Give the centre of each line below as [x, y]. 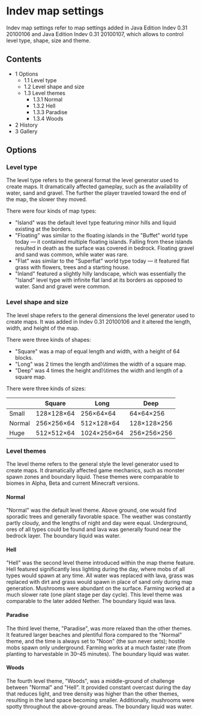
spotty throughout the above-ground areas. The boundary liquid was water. [100, 706]
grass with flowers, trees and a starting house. [72, 267]
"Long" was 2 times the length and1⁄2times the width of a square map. [100, 364]
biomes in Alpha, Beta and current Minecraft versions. [73, 483]
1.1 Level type [40, 80]
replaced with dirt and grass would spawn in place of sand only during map [99, 582]
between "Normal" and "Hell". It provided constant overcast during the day [99, 687]
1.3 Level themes [45, 93]
